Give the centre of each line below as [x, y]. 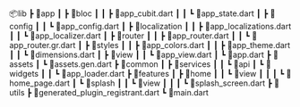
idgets [24, 74]
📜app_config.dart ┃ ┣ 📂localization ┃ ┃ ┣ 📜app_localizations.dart [173, 26]
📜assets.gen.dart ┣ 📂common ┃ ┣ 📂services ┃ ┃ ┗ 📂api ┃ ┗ [156, 64]
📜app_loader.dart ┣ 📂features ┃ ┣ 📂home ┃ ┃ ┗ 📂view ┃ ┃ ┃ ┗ [173, 74]
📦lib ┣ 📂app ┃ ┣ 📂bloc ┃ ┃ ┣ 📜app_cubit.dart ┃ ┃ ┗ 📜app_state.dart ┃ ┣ [139, 13]
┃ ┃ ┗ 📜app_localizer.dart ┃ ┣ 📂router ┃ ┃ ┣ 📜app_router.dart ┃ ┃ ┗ [130, 36]
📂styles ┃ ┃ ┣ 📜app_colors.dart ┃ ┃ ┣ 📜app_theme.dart [191, 45]
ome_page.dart [39, 83]
